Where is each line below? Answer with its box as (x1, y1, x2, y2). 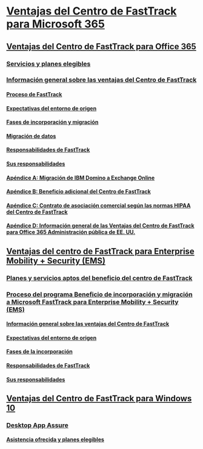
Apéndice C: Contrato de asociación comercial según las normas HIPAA (6, 201, 191, 209)
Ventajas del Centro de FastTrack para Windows (6, 393, 192, 403)
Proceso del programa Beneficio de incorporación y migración (6, 290, 193, 299)
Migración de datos (6, 132, 56, 140)
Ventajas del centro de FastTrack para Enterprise (6, 246, 195, 256)
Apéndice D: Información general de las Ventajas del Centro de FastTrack (6, 222, 195, 229)
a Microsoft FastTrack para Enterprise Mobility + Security (6, 297, 179, 306)
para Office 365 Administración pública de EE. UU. (6, 229, 136, 236)
